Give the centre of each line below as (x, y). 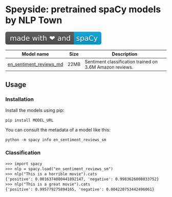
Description (125, 54)
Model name (35, 54)
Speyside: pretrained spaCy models (83, 9)
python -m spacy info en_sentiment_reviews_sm (56, 140)
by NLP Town (34, 20)
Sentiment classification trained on (121, 61)
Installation (20, 99)
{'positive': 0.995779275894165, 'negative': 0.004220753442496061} (80, 190)
